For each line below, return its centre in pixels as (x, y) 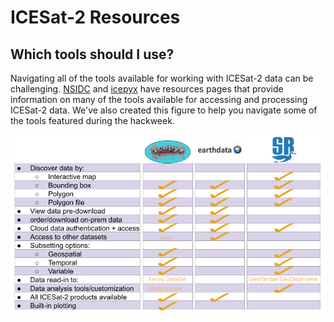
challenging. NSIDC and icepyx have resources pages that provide (147, 89)
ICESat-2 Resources (95, 17)
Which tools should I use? (92, 54)
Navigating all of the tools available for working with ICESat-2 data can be (162, 78)
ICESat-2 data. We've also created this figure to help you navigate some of (164, 110)
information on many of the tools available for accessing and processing (159, 99)
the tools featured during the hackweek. (92, 120)
